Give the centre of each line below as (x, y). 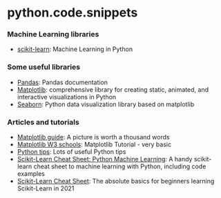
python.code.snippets (73, 13)
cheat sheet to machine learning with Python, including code (120, 166)
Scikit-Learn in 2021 (46, 188)
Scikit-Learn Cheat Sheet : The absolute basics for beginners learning (116, 181)
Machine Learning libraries (53, 34)
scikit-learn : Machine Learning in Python (75, 49)
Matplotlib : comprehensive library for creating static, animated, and (113, 89)
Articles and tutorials (43, 122)
